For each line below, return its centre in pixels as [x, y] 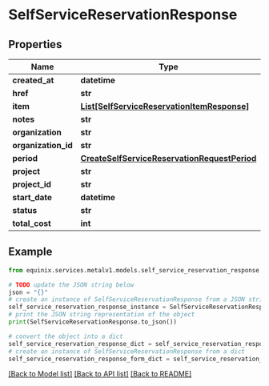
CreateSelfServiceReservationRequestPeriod [169, 158]
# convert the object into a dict [66, 336]
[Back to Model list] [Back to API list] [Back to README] [100, 374]
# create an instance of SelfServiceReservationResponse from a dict [127, 351]
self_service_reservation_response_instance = [87, 307]
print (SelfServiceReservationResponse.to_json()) [93, 322]
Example [30, 252]
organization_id [43, 145]
